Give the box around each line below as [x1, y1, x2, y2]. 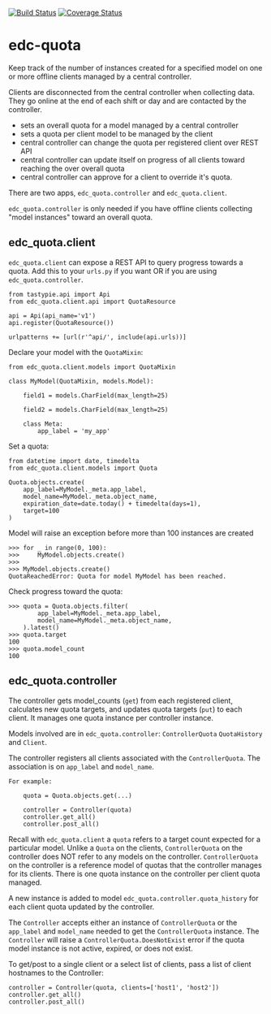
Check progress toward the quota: [8, 586, 123, 596]
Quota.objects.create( [8, 478, 85, 487]
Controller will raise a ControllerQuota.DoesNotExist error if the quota [8, 934, 245, 944]
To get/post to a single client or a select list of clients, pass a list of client [8, 959, 252, 968]
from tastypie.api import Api [8, 290, 111, 298]
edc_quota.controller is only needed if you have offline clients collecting [8, 203, 253, 213]
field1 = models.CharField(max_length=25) [23, 391, 169, 400]
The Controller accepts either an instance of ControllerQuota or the [8, 917, 238, 927]
